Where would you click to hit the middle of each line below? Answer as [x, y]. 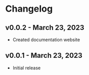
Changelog [29, 9]
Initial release [26, 68]
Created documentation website [46, 40]
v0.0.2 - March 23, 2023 [45, 28]
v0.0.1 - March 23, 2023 [44, 55]
